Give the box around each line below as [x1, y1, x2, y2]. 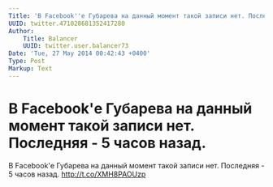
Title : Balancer [23, 34, 79, 43]
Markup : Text [8, 65, 53, 73]
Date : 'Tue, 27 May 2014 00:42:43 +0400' [8, 49, 151, 57]
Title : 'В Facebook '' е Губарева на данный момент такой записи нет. [8, 11, 245, 20]
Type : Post [8, 57, 45, 66]
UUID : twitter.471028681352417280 [8, 19, 126, 28]
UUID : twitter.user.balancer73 [23, 42, 129, 50]
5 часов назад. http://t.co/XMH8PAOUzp [8, 169, 146, 179]
